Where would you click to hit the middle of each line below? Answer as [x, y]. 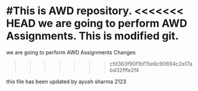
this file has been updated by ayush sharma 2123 [66, 82]
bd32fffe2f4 [124, 70]
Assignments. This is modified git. [92, 36]
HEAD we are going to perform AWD [97, 23]
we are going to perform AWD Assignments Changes [71, 52]
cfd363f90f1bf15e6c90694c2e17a [151, 64]
